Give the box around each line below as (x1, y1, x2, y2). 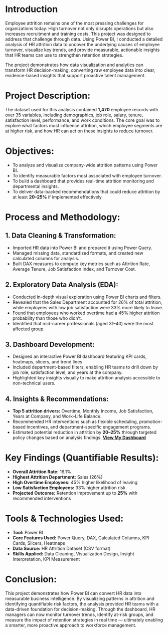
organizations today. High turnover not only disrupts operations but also (5, 25, 154, 31)
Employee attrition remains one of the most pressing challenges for (5, 20, 144, 26)
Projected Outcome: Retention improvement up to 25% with (12, 490, 138, 496)
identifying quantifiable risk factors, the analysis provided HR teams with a (5, 601, 159, 607)
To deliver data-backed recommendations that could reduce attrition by (12, 188, 160, 194)
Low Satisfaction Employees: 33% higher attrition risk (12, 485, 126, 491)
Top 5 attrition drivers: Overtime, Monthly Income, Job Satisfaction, (12, 408, 154, 414)
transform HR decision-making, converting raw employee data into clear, (5, 67, 155, 73)
